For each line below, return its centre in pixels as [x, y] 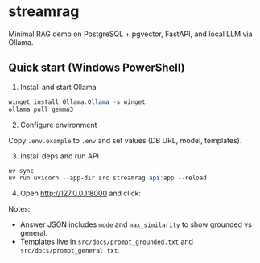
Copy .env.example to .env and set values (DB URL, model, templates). [125, 140]
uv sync [21, 171]
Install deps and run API [59, 156]
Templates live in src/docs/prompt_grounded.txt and [107, 242]
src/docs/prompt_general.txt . [70, 250]
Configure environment [58, 125]
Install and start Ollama [58, 87]
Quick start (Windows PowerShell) [97, 68]
